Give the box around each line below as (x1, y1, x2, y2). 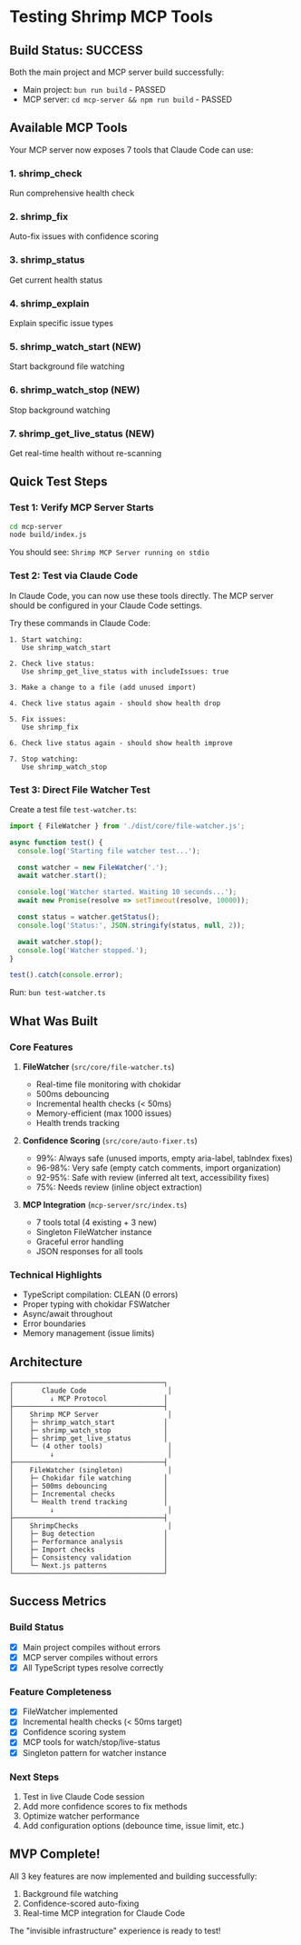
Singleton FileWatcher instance (35, 1226, 152, 1237)
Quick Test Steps (9, 474, 108, 490)
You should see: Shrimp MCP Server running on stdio (9, 547, 210, 558)
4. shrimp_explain (9, 297, 90, 310)
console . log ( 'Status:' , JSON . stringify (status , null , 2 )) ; (17, 921, 246, 930)
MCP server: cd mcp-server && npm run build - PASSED (22, 94, 233, 105)
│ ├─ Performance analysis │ (9, 1538, 169, 1547)
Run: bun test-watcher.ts (9, 987, 106, 998)
